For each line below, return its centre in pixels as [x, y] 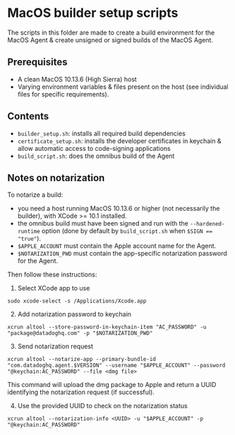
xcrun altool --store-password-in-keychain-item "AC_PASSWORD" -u [107, 327]
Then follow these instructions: [52, 275]
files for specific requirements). [63, 94]
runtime [29, 232]
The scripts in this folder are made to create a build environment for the [111, 32]
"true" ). [29, 238]
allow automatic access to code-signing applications [94, 148]
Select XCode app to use [54, 288]
